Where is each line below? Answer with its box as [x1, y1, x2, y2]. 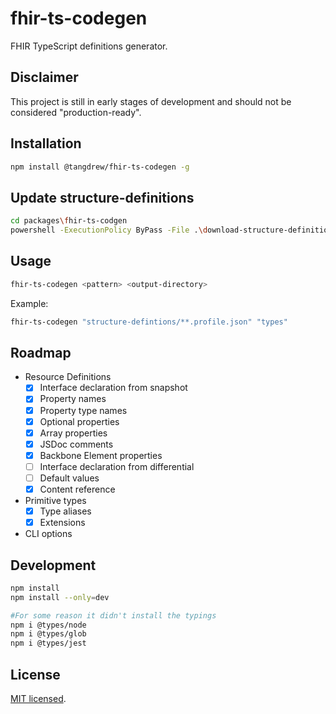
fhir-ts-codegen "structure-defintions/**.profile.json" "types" [10, 317, 288, 327]
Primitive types [24, 495, 87, 506]
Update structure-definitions [10, 189, 195, 206]
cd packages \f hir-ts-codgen [10, 216, 128, 226]
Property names [39, 393, 107, 405]
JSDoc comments [39, 438, 114, 450]
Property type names [39, 404, 128, 416]
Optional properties [39, 415, 120, 427]
